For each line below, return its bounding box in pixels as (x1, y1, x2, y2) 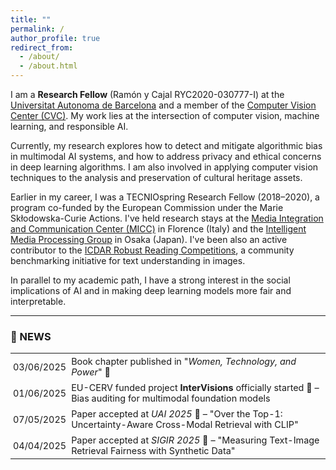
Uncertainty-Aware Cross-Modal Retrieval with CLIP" (71, 419, 299, 431)
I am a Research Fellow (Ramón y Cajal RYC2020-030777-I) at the (10, 89, 285, 100)
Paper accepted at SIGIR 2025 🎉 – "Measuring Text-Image (71, 434, 320, 446)
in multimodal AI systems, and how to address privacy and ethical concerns (10, 151, 322, 162)
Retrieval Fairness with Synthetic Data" (71, 445, 236, 457)
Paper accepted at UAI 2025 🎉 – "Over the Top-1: (71, 408, 283, 420)
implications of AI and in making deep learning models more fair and (10, 285, 292, 296)
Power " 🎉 (71, 366, 111, 378)
